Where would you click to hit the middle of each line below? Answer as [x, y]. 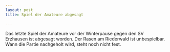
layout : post [19, 10]
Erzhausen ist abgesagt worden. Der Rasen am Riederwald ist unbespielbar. [85, 39]
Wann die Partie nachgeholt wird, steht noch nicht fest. [63, 44]
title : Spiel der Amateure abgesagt [44, 15]
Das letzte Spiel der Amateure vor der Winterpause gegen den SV [75, 33]
